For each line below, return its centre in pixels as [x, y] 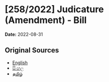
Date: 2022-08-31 [24, 34]
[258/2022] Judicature [54, 9]
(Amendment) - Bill [46, 20]
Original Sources [32, 50]
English [20, 63]
